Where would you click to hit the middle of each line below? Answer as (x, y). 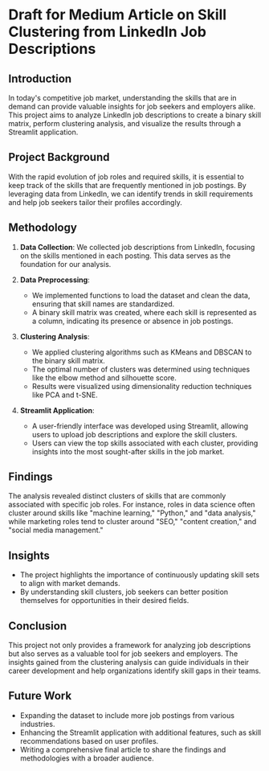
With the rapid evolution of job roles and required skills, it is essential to (126, 176)
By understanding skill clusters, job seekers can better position (124, 592)
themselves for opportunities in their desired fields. (104, 601)
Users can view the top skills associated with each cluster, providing (145, 443)
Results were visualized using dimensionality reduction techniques (142, 386)
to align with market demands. (70, 584)
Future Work (40, 696)
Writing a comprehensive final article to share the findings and (123, 749)
